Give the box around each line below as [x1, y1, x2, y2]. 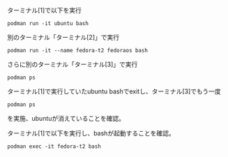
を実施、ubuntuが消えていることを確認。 [7, 114, 126, 122]
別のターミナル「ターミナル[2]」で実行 [7, 33, 120, 41]
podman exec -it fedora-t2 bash [7, 143, 101, 150]
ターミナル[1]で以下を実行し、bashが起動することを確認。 [7, 129, 176, 137]
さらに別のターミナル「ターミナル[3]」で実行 [7, 60, 138, 68]
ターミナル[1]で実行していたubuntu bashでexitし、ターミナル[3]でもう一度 [7, 87, 221, 96]
